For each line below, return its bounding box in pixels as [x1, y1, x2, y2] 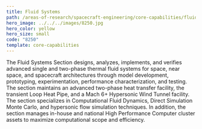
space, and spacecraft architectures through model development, [6, 71, 169, 79]
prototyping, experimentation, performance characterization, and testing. [6, 77, 188, 85]
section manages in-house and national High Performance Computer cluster [6, 109, 195, 117]
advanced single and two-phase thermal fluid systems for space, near [6, 65, 180, 72]
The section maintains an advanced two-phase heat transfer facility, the [6, 84, 185, 91]
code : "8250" [6, 37, 39, 43]
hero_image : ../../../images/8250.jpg [6, 20, 103, 26]
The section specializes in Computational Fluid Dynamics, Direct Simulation [6, 97, 193, 104]
